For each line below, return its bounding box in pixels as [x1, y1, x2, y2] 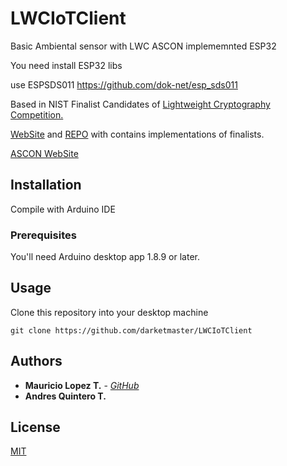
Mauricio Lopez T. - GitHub [24, 379, 140, 391]
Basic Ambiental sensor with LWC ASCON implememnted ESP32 [10, 40, 277, 52]
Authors [10, 353, 63, 370]
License [10, 419, 61, 436]
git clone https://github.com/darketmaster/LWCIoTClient [10, 325, 253, 336]
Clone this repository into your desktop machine [10, 306, 209, 318]
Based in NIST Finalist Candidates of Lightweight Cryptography [10, 98, 271, 110]
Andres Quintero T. [24, 390, 107, 402]
